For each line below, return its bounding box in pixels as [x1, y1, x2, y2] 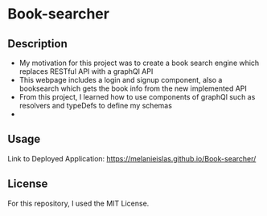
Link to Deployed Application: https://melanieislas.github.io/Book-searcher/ [7, 153, 257, 163]
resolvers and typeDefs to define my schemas [18, 101, 172, 110]
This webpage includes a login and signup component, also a [18, 75, 223, 84]
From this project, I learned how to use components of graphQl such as [18, 92, 256, 101]
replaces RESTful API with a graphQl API [18, 67, 154, 76]
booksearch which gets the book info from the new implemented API [18, 84, 247, 93]
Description [7, 37, 68, 51]
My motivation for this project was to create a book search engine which [18, 58, 260, 67]
